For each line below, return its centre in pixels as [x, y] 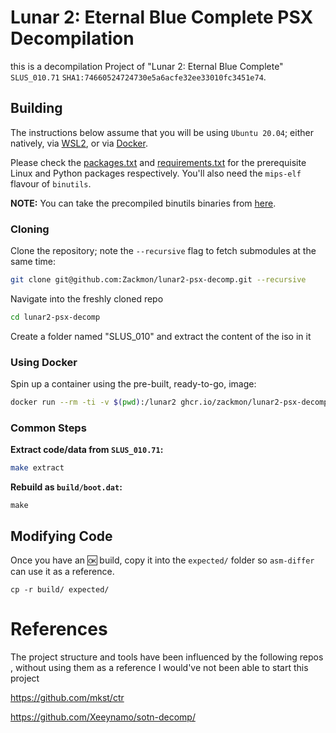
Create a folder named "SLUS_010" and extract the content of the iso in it [161, 336]
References [59, 629]
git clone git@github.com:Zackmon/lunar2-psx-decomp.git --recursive [158, 280]
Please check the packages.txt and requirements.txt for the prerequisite [158, 162]
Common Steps [48, 428]
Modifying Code [61, 536]
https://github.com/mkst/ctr [67, 697]
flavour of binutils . [51, 183]
